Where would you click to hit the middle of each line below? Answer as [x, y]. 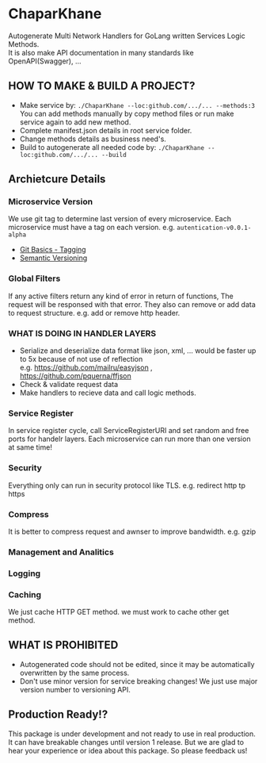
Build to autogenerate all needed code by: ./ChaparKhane [112, 147]
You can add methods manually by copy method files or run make [127, 113]
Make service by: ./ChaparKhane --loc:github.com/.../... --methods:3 [137, 105]
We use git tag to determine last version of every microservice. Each [120, 219]
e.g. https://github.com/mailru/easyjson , [86, 368]
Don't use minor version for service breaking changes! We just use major [139, 681]
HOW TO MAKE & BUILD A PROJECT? [102, 86]
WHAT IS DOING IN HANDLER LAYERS [82, 333]
